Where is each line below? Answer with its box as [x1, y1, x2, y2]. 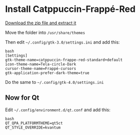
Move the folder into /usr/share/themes [5, 29, 86, 35]
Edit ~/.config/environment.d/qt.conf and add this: [5, 107, 111, 113]
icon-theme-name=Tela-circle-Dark [5, 62, 77, 67]
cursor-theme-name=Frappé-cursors [5, 66, 77, 71]
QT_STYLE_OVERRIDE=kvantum [5, 125, 61, 130]
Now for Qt [5, 93, 40, 102]
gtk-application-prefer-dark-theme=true [5, 70, 90, 75]
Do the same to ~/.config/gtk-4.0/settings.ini [5, 79, 104, 85]
